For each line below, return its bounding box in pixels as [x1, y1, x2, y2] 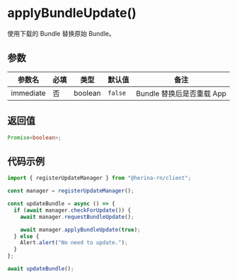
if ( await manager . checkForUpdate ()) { [13, 207, 132, 214]
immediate [11, 88, 46, 98]
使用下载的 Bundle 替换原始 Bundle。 [7, 29, 115, 38]
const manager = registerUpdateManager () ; [7, 188, 134, 195]
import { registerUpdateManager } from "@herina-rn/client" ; [7, 175, 192, 182]
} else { [13, 232, 40, 240]
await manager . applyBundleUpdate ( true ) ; [20, 226, 141, 233]
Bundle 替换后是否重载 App [136, 89, 226, 98]
